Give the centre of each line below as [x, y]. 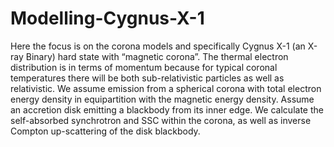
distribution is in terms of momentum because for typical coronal [144, 67]
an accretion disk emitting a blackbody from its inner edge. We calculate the [167, 109]
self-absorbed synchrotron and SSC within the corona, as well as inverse [161, 120]
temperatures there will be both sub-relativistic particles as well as [147, 78]
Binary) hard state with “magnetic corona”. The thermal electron [157, 56]
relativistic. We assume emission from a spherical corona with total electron [166, 88]
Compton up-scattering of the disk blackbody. [105, 131]
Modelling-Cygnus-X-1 [107, 18]
